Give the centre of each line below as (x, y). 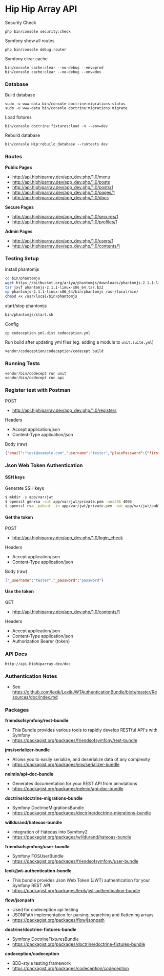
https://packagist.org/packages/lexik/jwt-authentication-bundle (76, 891)
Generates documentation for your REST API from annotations (75, 784)
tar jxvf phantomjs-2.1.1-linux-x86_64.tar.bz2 (54, 287)
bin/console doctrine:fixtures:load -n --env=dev (57, 126)
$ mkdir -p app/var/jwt (29, 497)
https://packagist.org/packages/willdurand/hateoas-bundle (72, 837)
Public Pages (19, 167)
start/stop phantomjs (26, 306)
